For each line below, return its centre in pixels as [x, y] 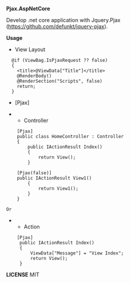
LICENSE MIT [23, 275]
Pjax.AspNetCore [28, 9]
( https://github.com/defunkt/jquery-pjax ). [57, 26]
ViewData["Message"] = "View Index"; [77, 253]
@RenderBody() [34, 76]
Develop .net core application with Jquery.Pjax [64, 20]
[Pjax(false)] [34, 173]
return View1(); [58, 188]
